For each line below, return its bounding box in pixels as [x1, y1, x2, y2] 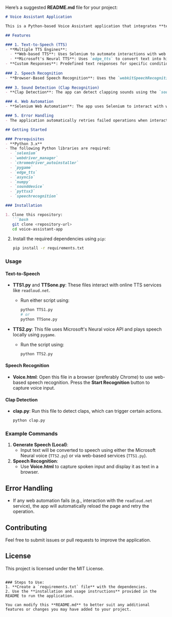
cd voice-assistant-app [12, 226, 63, 232]
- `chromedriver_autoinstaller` [10, 160, 79, 165]
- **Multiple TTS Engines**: [5, 47, 68, 52]
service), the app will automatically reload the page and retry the [12, 503, 149, 509]
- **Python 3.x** [5, 141, 42, 146]
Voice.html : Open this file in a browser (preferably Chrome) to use [12, 374, 153, 380]
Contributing [5, 523, 47, 532]
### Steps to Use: [5, 580, 45, 585]
